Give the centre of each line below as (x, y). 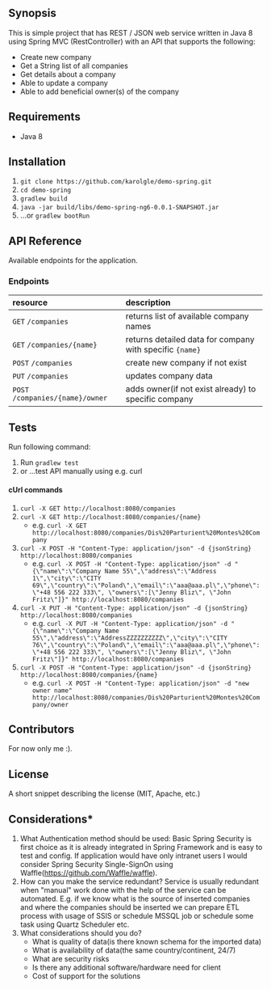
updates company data (169, 375)
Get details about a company (68, 74)
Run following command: (50, 447)
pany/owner (50, 704)
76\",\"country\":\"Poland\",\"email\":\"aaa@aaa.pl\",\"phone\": (146, 645)
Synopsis (32, 13)
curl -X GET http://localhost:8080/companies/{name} (110, 517)
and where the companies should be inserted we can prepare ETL (129, 907)
